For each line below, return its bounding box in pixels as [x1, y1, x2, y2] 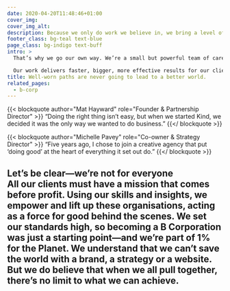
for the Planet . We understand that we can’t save [7, 242, 220, 254]
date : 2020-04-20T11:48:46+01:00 [7, 10, 103, 17]
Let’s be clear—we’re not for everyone [7, 167, 173, 179]
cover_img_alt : [7, 23, 51, 30]
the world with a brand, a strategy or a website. [7, 253, 212, 265]
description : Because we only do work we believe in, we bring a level [7, 29, 216, 36]
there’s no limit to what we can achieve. [7, 275, 179, 286]
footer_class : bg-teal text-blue [7, 36, 103, 43]
